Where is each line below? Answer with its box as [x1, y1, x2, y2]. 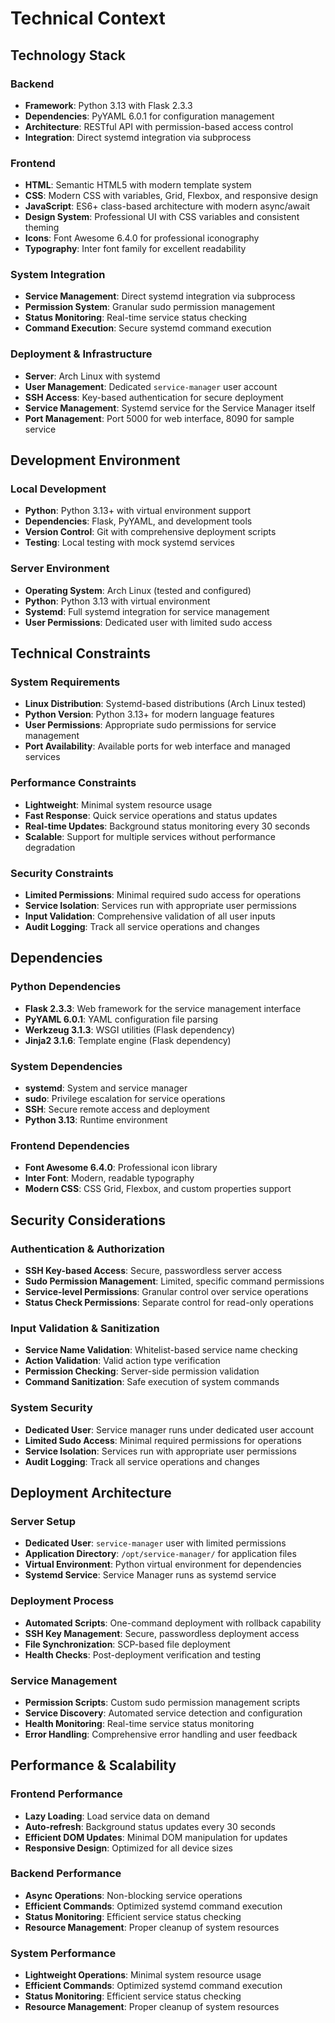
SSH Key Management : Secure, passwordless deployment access [24, 1627, 300, 1639]
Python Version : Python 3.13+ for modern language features [24, 708, 275, 721]
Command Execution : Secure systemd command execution [24, 322, 272, 334]
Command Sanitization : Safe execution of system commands [24, 1376, 280, 1388]
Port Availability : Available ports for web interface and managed [24, 740, 291, 752]
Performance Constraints [10, 776, 137, 790]
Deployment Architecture [10, 1484, 172, 1501]
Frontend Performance [10, 1787, 123, 1801]
